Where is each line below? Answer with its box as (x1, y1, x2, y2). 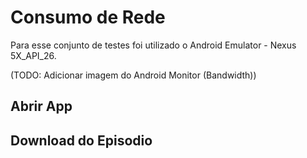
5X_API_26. (10, 49, 57, 61)
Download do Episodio (10, 132, 153, 149)
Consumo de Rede (10, 6, 166, 29)
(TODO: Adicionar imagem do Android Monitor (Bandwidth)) (10, 69, 257, 81)
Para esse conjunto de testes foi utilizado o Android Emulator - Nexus (10, 39, 297, 51)
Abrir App (10, 98, 73, 115)
